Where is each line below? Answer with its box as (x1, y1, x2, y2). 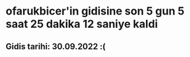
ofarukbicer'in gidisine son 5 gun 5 (5, 4, 185, 18)
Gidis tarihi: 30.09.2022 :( (5, 41, 106, 52)
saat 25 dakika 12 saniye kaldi (5, 17, 158, 31)
